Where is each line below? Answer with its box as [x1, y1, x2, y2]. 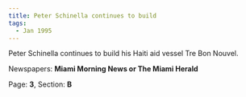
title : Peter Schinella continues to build [8, 11, 157, 20]
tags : [8, 19, 27, 27]
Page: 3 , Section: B [8, 79, 73, 89]
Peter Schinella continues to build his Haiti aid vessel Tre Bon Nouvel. [8, 49, 239, 59]
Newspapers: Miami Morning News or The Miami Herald [8, 64, 199, 74]
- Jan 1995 [15, 26, 52, 34]
